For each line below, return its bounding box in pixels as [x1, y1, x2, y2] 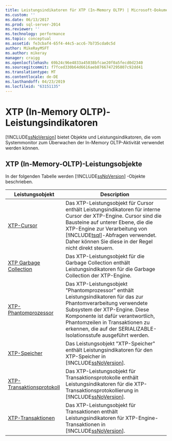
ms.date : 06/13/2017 [5, 17, 50, 22]
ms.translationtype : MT [5, 70, 56, 75]
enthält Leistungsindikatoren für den [66, 347, 153, 354]
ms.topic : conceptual [5, 36, 52, 42]
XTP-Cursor [8, 222, 37, 229]
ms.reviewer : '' [5, 27, 40, 32]
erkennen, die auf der [66, 325, 117, 333]
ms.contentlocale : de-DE [5, 74, 58, 80]
